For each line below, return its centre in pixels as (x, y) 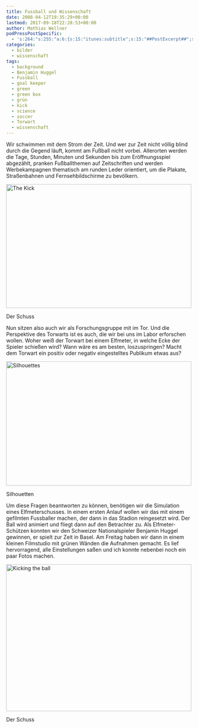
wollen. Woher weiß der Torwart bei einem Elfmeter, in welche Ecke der (93, 341)
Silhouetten (20, 494)
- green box (26, 94)
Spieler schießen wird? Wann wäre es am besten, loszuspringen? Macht (94, 347)
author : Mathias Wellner (37, 28)
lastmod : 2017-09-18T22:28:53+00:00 (51, 23)
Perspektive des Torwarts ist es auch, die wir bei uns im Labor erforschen (96, 334)
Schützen (18, 531)
